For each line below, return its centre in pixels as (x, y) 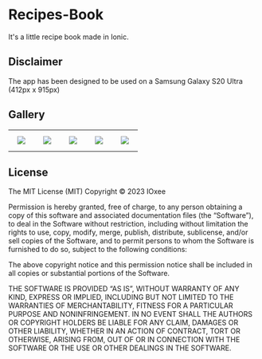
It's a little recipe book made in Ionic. (68, 37)
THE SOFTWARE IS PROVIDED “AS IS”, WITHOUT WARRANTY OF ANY (124, 289)
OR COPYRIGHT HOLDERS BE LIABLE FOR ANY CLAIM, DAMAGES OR (123, 323)
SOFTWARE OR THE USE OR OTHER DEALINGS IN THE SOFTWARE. (120, 348)
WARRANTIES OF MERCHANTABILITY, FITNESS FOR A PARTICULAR (121, 306)
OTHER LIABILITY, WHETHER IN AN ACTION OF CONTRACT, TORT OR (124, 331)
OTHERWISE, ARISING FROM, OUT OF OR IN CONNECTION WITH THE (124, 340)
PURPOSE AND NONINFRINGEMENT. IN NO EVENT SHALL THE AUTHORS (131, 314)
